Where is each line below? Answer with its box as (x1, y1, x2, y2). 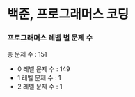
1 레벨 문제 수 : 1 (17, 74, 61, 82)
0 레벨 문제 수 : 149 (17, 65, 71, 73)
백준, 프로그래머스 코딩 (7, 6, 129, 22)
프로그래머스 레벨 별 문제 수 (7, 33, 93, 43)
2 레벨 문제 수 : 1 (17, 82, 63, 91)
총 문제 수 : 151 (7, 50, 47, 59)
